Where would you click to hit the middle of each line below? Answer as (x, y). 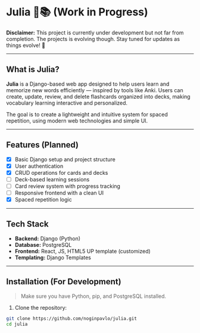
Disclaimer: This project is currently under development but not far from (95, 32)
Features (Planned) (43, 145)
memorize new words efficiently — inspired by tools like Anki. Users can (95, 90)
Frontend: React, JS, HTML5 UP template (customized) (82, 251)
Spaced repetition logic (43, 199)
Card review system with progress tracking (68, 186)
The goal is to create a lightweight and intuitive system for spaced (87, 114)
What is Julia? (33, 70)
